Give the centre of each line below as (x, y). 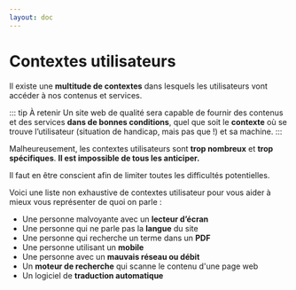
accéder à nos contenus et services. (76, 95)
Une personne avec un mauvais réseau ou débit (111, 256)
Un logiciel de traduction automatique (93, 275)
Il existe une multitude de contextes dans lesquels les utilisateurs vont (138, 86)
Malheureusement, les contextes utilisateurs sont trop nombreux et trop (141, 148)
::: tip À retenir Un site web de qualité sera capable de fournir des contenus (146, 113)
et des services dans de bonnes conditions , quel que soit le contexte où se (148, 121)
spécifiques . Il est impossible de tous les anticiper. (105, 158)
